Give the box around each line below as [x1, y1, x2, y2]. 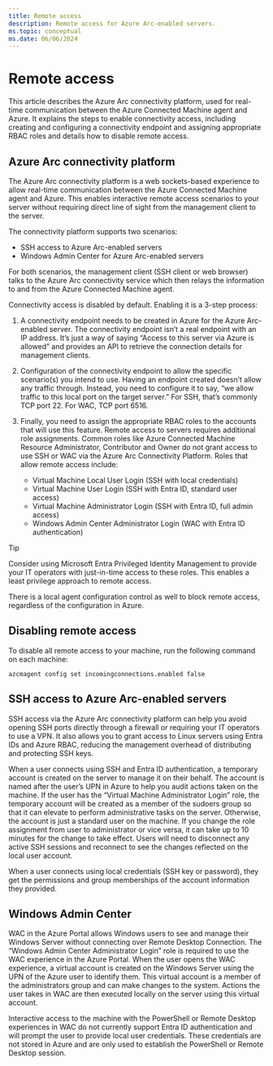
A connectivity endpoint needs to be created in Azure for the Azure [19, 316, 245, 325]
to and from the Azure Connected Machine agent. [8, 284, 175, 294]
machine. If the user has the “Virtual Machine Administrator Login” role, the [8, 790, 260, 800]
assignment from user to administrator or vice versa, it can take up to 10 [8, 824, 249, 834]
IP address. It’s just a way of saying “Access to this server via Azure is [19, 333, 254, 343]
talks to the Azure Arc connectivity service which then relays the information [8, 276, 265, 285]
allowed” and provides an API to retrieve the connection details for [19, 342, 243, 351]
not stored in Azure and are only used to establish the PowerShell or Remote [8, 1039, 264, 1050]
